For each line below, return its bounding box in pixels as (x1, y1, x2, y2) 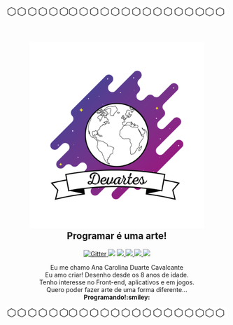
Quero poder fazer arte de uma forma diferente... (46, 285, 188, 293)
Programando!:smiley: (83, 293, 150, 301)
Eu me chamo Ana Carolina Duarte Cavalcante (50, 263, 183, 271)
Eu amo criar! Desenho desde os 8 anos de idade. (45, 270, 189, 279)
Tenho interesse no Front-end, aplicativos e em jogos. (38, 278, 195, 286)
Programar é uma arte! (66, 230, 167, 242)
